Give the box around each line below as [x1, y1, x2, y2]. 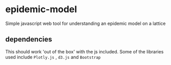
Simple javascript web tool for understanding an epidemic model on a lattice [5, 20, 166, 26]
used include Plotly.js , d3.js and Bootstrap [5, 54, 101, 60]
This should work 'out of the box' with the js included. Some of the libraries [5, 48, 164, 54]
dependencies [5, 35, 52, 44]
